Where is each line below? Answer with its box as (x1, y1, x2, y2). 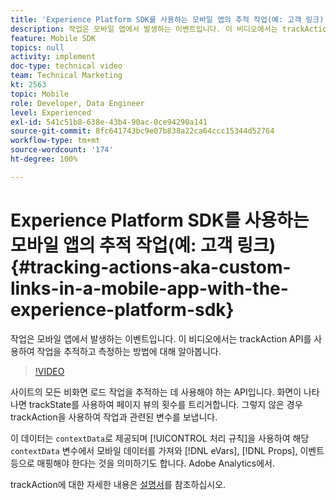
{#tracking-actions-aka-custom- (10, 256, 292, 278)
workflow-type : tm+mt (10, 136, 101, 146)
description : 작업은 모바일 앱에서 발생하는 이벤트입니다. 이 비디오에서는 (10, 24, 278, 34)
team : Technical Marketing (10, 71, 123, 81)
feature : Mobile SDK (10, 33, 97, 43)
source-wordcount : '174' (10, 145, 114, 155)
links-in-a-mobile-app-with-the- (10, 277, 289, 300)
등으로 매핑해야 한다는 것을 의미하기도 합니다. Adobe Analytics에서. (10, 457, 276, 469)
